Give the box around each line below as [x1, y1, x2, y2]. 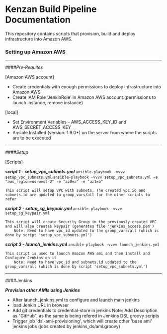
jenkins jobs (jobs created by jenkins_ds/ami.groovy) [12, 324, 121, 330]
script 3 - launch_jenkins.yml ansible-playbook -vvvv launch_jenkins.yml [5, 241, 160, 248]
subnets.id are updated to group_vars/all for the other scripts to [5, 192, 150, 198]
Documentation [5, 14, 71, 25]
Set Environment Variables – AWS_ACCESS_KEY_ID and [12, 119, 127, 125]
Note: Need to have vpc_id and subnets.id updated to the [14, 260, 137, 265]
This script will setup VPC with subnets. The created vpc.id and [5, 188, 146, 193]
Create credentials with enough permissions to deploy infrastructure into [12, 84, 162, 90]
